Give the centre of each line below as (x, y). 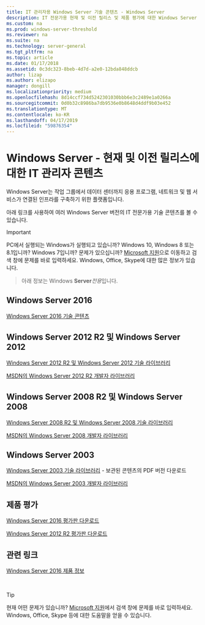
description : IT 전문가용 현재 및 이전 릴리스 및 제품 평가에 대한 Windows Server (102, 18)
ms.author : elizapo (31, 80)
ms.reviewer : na (27, 35)
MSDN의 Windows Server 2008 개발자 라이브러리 (67, 435)
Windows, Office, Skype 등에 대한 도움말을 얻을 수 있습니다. (79, 615)
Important (19, 232)
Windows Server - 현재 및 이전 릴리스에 (103, 158)
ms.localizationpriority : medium (49, 92)
